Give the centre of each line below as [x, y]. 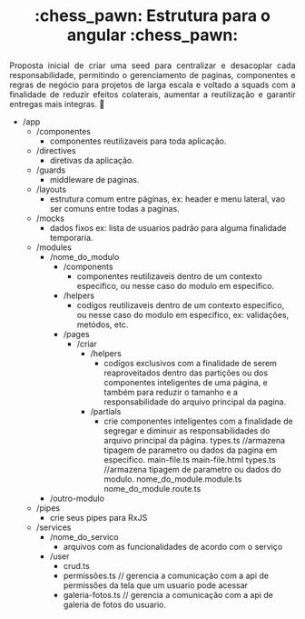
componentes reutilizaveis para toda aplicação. [138, 141]
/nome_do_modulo [84, 257]
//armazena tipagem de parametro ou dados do [192, 470]
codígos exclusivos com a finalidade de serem [190, 364]
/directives [56, 151]
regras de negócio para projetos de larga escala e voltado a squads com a [152, 85]
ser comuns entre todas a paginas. [114, 209]
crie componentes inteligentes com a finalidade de [198, 421]
